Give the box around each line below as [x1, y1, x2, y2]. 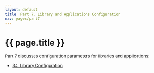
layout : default [5, 7, 38, 12]
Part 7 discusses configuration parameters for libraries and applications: [5, 53, 150, 59]
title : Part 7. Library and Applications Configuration [5, 12, 120, 17]
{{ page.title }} [5, 37, 65, 48]
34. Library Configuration [12, 63, 63, 69]
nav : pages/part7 [5, 16, 40, 21]
